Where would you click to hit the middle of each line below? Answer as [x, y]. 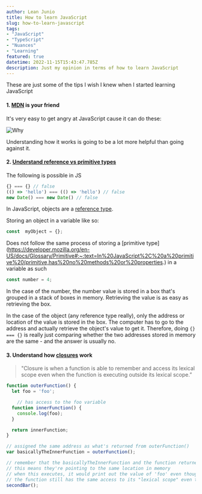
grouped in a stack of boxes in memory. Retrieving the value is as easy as [97, 298]
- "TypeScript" [25, 40]
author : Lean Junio [31, 12]
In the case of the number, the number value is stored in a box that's [91, 291]
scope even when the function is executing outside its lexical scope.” [106, 375]
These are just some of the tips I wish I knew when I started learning [91, 85]
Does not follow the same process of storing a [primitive [76, 243]
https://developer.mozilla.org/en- [49, 250]
